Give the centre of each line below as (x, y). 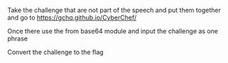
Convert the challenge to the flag (56, 52)
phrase (18, 38)
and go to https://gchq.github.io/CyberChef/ (72, 17)
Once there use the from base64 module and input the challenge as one (113, 31)
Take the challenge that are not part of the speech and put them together (114, 10)
